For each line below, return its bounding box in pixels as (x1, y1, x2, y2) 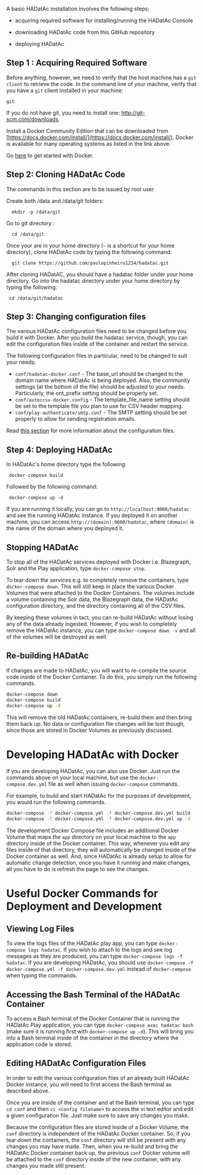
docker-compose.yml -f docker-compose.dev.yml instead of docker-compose (6, 966, 192, 973)
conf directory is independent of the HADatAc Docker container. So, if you (6, 1130, 190, 1137)
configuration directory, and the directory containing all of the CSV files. (6, 602, 185, 610)
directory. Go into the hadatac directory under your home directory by (6, 277, 180, 284)
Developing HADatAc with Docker (6, 748, 179, 762)
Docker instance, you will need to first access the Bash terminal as (6, 1081, 172, 1088)
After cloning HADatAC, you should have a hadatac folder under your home (6, 271, 193, 278)
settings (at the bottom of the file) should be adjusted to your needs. (14, 383, 185, 390)
